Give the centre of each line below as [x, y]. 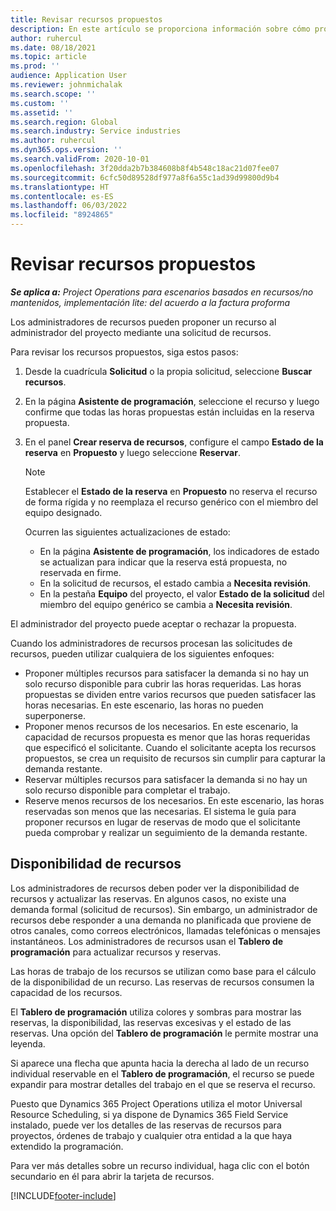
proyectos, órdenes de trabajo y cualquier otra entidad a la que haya [151, 1135]
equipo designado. [63, 512]
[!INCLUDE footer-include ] [63, 1195]
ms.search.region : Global [64, 122]
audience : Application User [69, 76]
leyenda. [28, 1043]
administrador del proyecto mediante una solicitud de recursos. [141, 332]
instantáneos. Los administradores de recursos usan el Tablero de [147, 941]
